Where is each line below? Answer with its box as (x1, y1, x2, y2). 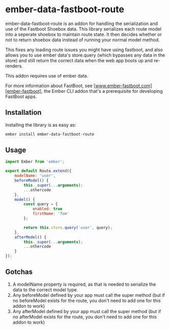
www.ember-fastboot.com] (95, 83, 152, 89)
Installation (5, 108, 42, 117)
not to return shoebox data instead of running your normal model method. (5, 37, 160, 43)
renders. (5, 63, 23, 69)
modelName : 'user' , (14, 173, 56, 179)
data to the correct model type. (12, 287, 78, 293)
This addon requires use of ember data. (5, 72, 89, 79)
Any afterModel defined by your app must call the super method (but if (12, 308, 161, 314)
